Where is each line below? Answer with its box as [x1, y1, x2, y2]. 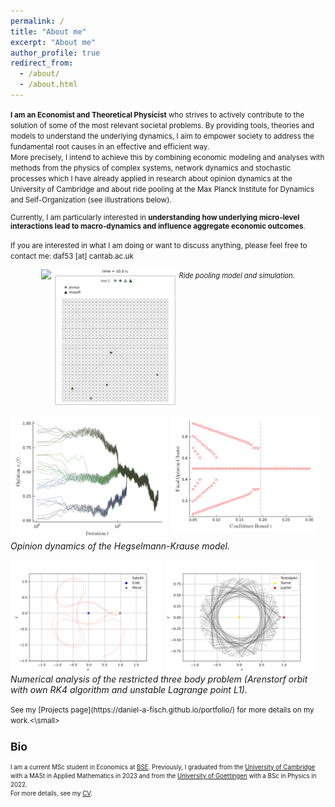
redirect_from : [10, 58, 74, 69]
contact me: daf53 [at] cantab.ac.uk [10, 251, 134, 261]
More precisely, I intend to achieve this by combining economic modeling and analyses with [10, 152, 325, 162]
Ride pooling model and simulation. [178, 270, 295, 280]
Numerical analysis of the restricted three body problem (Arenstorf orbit [10, 673, 308, 685]
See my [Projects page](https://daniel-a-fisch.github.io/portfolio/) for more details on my [10, 705, 315, 715]
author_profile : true [10, 48, 101, 58]
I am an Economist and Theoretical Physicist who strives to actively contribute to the [10, 110, 305, 120]
